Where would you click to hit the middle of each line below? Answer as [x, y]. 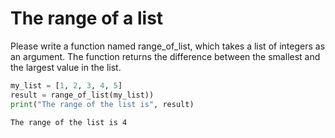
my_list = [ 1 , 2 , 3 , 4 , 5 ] [66, 85]
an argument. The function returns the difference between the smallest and [165, 56]
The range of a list [87, 18]
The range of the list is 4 [69, 122]
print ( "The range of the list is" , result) [102, 104]
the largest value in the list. [66, 67]
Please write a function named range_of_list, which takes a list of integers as [168, 46]
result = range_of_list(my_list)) [82, 95]
